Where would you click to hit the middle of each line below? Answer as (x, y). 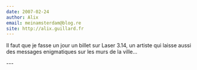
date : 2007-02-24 (28, 12)
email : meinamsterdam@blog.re (44, 23)
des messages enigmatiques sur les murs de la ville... (72, 52)
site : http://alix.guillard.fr (45, 28)
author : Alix (22, 17)
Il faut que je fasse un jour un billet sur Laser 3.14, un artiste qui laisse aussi (99, 45)
